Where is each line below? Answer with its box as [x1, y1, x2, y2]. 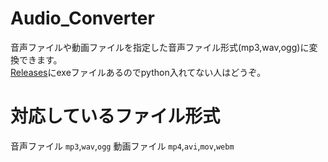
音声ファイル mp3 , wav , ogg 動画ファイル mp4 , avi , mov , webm [10, 140, 235, 152]
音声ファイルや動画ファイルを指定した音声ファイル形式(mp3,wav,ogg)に [10, 41, 310, 53]
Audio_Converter [10, 7, 155, 30]
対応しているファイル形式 [10, 105, 221, 128]
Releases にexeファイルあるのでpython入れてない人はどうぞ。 [10, 66, 267, 78]
